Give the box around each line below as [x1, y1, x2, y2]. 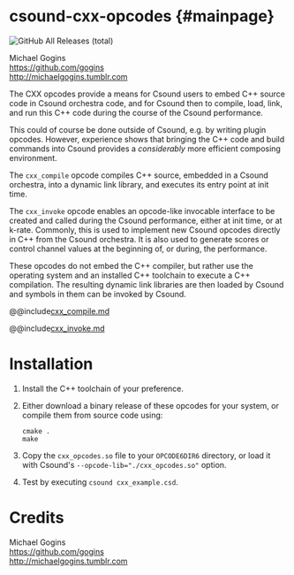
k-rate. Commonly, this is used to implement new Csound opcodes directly [9, 224, 281, 235]
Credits [9, 508, 64, 528]
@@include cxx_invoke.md [9, 323, 105, 333]
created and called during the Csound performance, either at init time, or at [9, 215, 283, 226]
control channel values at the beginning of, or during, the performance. [9, 243, 268, 254]
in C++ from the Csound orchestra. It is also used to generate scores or [9, 234, 269, 244]
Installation [9, 354, 94, 374]
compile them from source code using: [21, 410, 163, 420]
